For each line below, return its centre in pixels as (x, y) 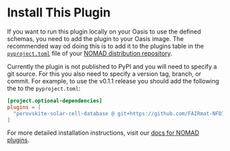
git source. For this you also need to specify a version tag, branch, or (104, 74)
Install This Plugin (59, 13)
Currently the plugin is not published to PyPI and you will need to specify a (112, 66)
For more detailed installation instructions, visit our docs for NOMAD (103, 133)
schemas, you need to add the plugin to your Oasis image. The (95, 38)
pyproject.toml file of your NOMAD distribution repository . (90, 53)
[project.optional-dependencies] (55, 100)
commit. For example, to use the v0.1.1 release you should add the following (113, 81)
